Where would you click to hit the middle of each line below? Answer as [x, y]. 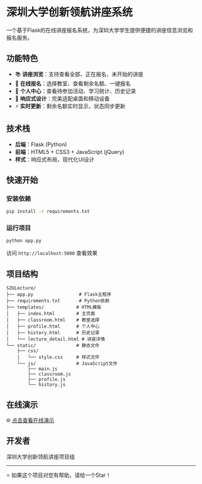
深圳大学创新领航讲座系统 [70, 12]
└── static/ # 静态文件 [53, 346]
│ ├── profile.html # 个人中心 [53, 326]
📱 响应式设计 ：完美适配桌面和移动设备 [62, 98]
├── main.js [43, 369]
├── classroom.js [49, 374]
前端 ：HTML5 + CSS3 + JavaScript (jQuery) [69, 152]
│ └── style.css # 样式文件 [59, 357]
